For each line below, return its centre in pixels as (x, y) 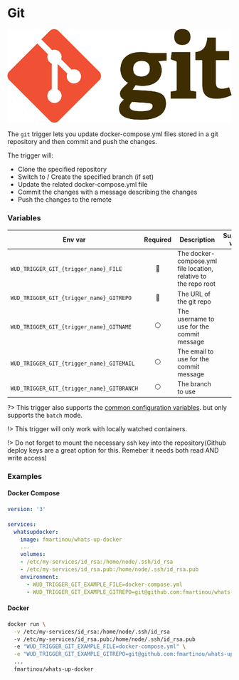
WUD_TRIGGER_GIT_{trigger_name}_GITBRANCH (74, 388)
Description (197, 239)
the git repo (194, 302)
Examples (25, 476)
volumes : (33, 555)
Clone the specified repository (62, 170)
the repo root (196, 284)
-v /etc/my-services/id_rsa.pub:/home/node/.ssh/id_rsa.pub (105, 639)
